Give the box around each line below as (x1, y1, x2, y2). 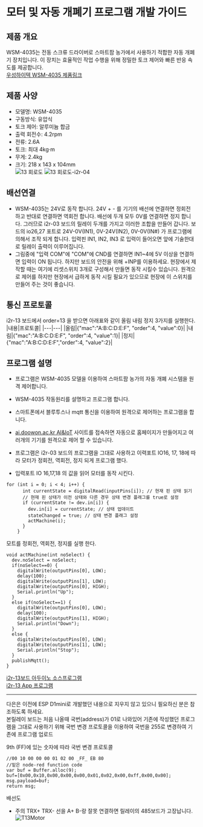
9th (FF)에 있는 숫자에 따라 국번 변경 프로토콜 (6, 744, 114, 751)
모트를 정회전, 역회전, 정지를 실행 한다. (6, 540, 97, 547)
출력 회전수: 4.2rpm (14, 131, 62, 138)
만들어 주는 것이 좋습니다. (14, 281, 76, 288)
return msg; (6, 783, 36, 790)
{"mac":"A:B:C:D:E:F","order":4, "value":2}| (6, 339, 113, 346)
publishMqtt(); (11, 658, 50, 664)
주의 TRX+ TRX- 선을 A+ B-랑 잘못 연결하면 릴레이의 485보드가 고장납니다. (14, 808, 193, 815)
